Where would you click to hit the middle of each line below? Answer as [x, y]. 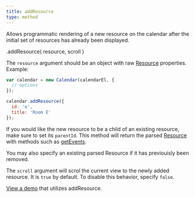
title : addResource [30, 11]
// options [25, 85]
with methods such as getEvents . [46, 141]
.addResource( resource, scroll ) [45, 51]
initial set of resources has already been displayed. [68, 40]
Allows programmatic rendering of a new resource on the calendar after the [98, 34]
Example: [17, 69]
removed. [18, 159]
